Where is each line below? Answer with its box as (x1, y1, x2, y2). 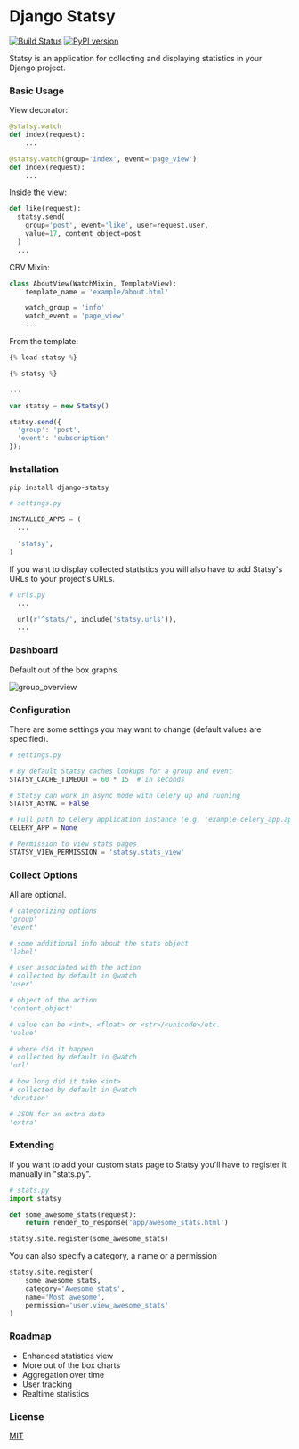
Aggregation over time (21, 1369, 105, 1380)
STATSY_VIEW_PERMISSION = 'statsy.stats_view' (9, 848, 185, 857)
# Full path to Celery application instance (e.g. (9, 816, 201, 825)
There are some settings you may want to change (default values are (9, 723, 262, 735)
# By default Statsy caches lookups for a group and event (9, 767, 233, 776)
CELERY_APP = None (9, 824, 77, 833)
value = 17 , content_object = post (25, 229, 141, 238)
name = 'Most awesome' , (25, 1292, 105, 1301)
